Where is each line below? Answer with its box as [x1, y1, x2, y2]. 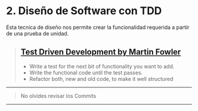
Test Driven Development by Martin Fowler [20, 47, 181, 57]
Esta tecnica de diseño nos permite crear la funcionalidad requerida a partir [6, 24, 190, 31]
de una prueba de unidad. [6, 30, 69, 37]
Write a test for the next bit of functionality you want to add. [29, 63, 175, 70]
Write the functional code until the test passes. [29, 69, 143, 76]
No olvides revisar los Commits [20, 92, 96, 99]
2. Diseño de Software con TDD [6, 4, 162, 18]
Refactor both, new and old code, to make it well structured [29, 75, 174, 82]
